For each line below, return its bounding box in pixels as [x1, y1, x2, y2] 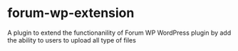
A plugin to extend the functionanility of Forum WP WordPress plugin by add [7, 28, 232, 37]
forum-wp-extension [7, 5, 135, 21]
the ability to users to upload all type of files [7, 35, 137, 44]
